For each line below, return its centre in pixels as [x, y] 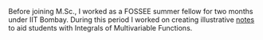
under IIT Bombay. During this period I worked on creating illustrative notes [131, 20]
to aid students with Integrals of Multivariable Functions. [100, 28]
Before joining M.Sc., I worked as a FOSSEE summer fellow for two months [131, 11]
